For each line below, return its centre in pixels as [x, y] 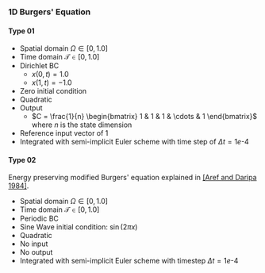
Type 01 [21, 31]
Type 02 [22, 160]
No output [36, 252]
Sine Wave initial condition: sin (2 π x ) [79, 227]
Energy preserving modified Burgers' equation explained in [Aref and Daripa [132, 178]
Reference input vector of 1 [64, 133]
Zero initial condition [53, 91]
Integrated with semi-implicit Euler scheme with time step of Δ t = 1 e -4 [134, 142]
